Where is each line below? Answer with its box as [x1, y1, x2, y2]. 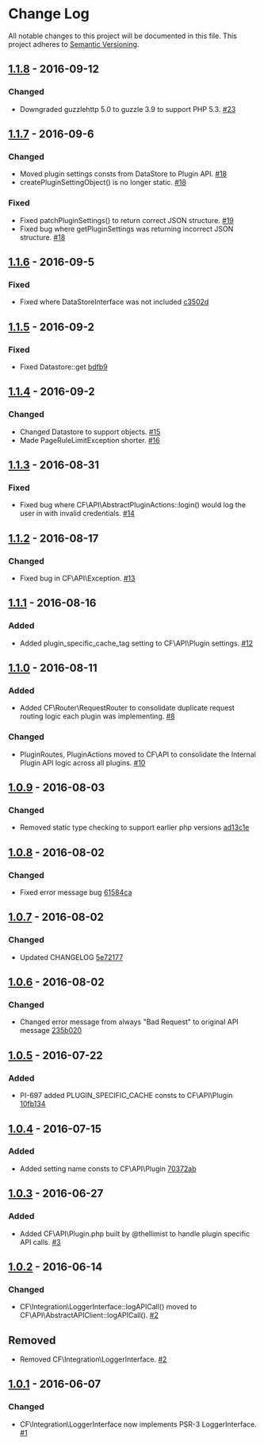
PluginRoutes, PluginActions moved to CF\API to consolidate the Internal [19, 749, 256, 759]
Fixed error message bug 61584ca [19, 888, 132, 897]
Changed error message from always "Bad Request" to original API [19, 1017, 239, 1027]
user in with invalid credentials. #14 [19, 509, 135, 518]
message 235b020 [19, 1026, 82, 1035]
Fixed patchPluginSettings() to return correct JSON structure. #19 [19, 215, 234, 225]
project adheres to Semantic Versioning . [8, 39, 140, 48]
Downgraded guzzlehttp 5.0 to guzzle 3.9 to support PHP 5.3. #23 [19, 104, 236, 114]
